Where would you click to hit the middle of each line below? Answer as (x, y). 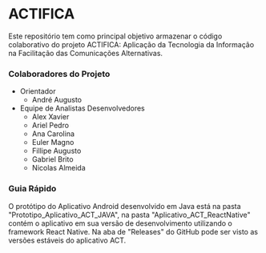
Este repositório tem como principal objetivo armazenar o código (115, 36)
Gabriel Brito (52, 159)
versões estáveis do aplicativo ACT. (67, 240)
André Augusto (57, 100)
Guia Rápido (32, 189)
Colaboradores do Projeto (59, 74)
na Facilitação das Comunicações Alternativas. (85, 53)
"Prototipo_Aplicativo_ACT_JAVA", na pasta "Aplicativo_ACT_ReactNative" (129, 215)
